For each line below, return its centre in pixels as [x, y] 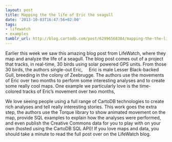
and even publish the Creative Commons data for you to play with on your [83, 123]
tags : [11, 24]
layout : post [19, 10]
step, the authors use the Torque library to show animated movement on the [85, 112]
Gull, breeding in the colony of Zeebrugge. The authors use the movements [85, 75]
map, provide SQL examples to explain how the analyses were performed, [83, 117]
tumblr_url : [18, 39]
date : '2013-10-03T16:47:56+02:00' [43, 19]
